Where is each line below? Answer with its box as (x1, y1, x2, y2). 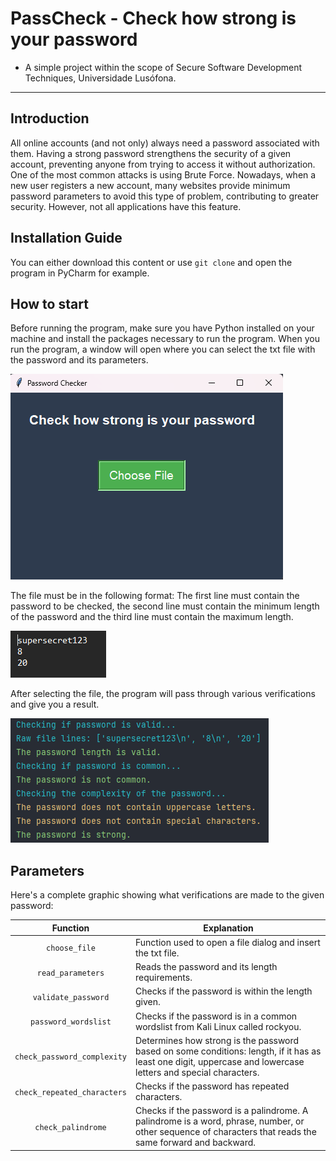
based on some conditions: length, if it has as (134, 1045, 322, 1057)
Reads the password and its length (134, 961, 278, 973)
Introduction (10, 110, 90, 127)
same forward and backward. (134, 1137, 257, 1149)
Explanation (203, 922, 254, 934)
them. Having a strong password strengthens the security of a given (10, 147, 292, 159)
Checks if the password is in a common (134, 1010, 298, 1022)
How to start (10, 295, 89, 312)
